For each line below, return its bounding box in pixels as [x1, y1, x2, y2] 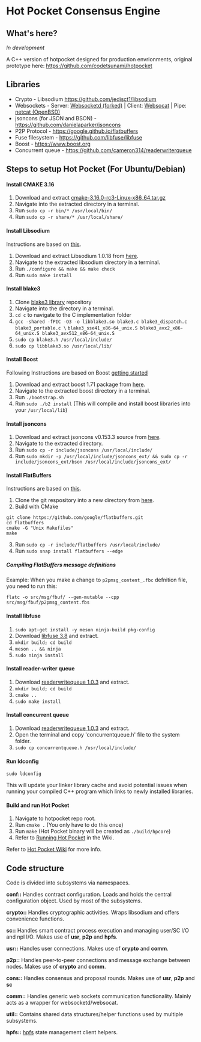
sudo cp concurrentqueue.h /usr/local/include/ [14, 745, 136, 751]
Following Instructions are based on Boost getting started [6, 369, 148, 376]
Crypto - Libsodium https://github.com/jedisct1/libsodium [14, 95, 157, 103]
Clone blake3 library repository [14, 298, 92, 305]
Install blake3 [6, 285, 41, 292]
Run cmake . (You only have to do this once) [14, 821, 124, 829]
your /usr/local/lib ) [14, 406, 68, 414]
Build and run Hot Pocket [6, 801, 70, 809]
